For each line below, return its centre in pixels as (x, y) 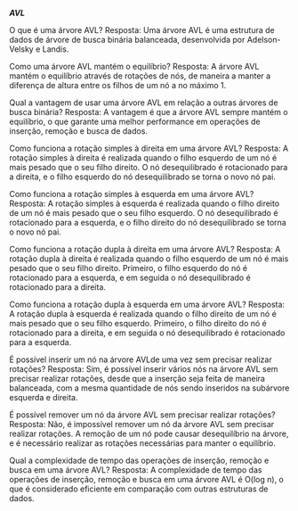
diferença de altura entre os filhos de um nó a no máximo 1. (118, 85)
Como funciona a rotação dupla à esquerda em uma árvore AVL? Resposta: (147, 304)
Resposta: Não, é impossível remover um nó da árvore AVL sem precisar (142, 424)
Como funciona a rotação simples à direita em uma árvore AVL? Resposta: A (149, 148)
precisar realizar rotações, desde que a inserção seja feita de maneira (137, 379)
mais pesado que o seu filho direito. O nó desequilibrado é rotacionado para (149, 167)
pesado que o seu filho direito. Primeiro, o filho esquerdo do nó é (128, 268)
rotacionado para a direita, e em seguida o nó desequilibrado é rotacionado (147, 333)
